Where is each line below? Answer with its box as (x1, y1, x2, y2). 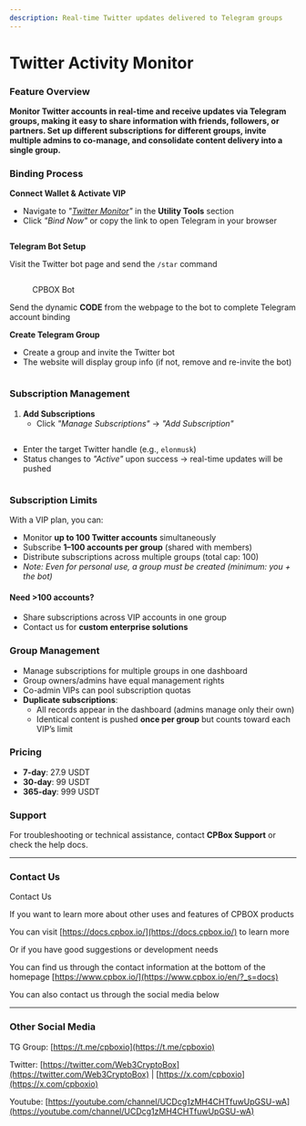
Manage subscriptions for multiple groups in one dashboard (22, 665, 248, 676)
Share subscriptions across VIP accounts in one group (22, 612, 228, 623)
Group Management (9, 645, 100, 657)
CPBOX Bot (32, 284, 76, 295)
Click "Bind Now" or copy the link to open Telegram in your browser (22, 215, 278, 226)
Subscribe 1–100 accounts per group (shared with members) (22, 542, 253, 553)
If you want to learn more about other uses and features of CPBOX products (9, 909, 294, 920)
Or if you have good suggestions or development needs (9, 945, 219, 956)
